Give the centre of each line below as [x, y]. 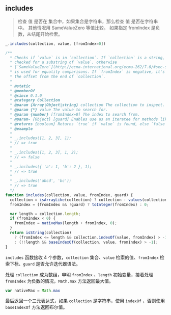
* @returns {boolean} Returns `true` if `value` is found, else [79, 124]
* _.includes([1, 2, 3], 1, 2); [44, 152]
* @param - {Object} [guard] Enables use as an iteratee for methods [84, 119]
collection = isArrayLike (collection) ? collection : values [76, 200]
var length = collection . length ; [45, 214]
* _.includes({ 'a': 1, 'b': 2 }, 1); [51, 167]
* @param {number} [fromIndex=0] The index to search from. [75, 115]
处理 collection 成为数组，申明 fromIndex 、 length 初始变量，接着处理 [79, 274]
